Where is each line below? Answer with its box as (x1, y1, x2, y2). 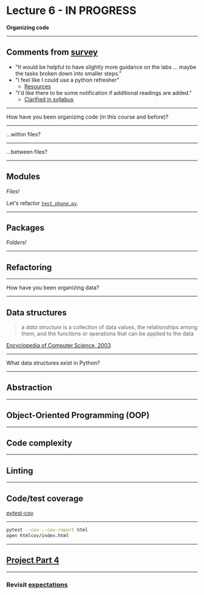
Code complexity (6, 438, 73, 448)
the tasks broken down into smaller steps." (15, 69, 122, 77)
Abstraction (6, 383, 53, 393)
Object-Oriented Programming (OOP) (6, 410, 150, 420)
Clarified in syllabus (24, 96, 74, 103)
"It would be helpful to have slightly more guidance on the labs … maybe (15, 63, 196, 71)
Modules (6, 172, 41, 182)
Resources (24, 83, 52, 90)
